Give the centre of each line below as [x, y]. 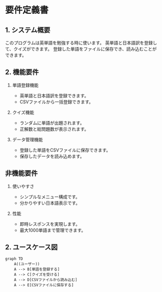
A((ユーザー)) [27, 264]
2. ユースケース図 [31, 247]
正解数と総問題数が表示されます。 [54, 129]
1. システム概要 [28, 30]
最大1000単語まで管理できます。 [53, 230]
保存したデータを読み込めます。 [52, 156]
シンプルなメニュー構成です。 [50, 196]
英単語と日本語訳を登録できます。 [54, 96]
